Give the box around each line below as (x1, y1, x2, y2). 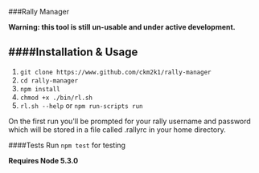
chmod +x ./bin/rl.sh (19, 94, 92, 102)
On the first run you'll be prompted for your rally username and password (8, 116, 251, 126)
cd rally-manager (19, 76, 79, 85)
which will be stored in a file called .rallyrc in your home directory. (8, 124, 227, 135)
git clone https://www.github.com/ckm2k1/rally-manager (19, 68, 212, 76)
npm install (19, 85, 60, 93)
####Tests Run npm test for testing (8, 140, 126, 150)
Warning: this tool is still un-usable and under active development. (8, 22, 236, 31)
